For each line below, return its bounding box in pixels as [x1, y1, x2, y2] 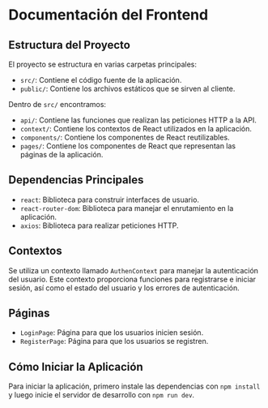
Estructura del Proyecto [8, 38, 131, 52]
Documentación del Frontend [8, 6, 209, 24]
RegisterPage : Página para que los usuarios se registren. [19, 337, 209, 346]
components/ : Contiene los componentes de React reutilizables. [19, 132, 230, 142]
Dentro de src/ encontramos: [8, 100, 107, 109]
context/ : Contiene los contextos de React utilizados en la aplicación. [19, 124, 253, 133]
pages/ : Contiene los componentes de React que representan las [19, 141, 236, 151]
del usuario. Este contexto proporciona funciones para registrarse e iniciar [8, 274, 257, 284]
